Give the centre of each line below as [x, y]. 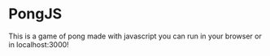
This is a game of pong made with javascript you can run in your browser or [135, 36]
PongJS [35, 14]
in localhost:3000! [39, 44]
